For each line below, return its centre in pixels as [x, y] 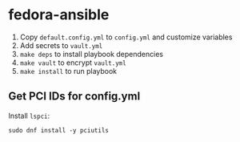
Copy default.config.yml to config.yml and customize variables [126, 37]
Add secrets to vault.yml [61, 45]
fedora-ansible [59, 15]
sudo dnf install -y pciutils [59, 130]
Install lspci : [29, 116]
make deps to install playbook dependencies [92, 54]
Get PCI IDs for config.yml [74, 97]
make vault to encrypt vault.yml [73, 63]
